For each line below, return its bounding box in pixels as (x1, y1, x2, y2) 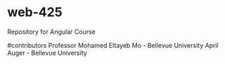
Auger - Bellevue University (7, 49, 88, 57)
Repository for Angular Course (7, 27, 96, 36)
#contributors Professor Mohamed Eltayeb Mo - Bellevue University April (7, 41, 219, 49)
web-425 (7, 4, 63, 20)
